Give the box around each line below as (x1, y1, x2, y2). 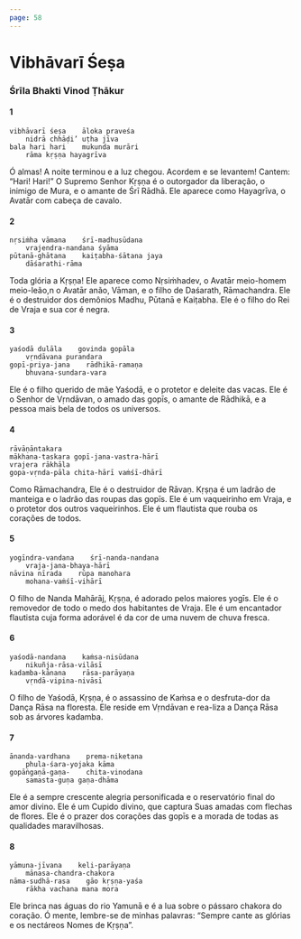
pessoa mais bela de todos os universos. (9, 404, 161, 414)
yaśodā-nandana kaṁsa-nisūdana (9, 652, 140, 662)
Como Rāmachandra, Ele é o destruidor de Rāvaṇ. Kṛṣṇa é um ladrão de (9, 484, 277, 495)
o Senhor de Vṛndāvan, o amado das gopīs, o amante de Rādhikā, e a (9, 394, 267, 404)
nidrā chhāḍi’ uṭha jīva (25, 135, 119, 144)
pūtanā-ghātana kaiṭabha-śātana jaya (9, 252, 164, 261)
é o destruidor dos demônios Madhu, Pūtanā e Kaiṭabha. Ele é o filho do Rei (9, 294, 290, 305)
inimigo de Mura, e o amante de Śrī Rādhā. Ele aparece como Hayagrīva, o (9, 185, 286, 196)
